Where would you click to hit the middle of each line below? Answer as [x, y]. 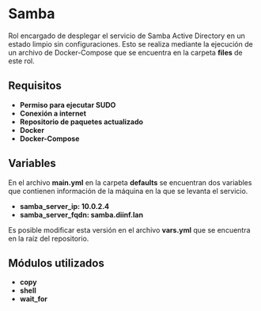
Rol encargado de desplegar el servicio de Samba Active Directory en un [127, 36]
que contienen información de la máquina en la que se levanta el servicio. [128, 191]
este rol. [21, 61]
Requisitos [35, 86]
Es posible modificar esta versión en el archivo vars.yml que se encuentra [129, 229]
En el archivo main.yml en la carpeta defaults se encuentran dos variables [130, 182]
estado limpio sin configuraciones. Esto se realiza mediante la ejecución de [130, 44]
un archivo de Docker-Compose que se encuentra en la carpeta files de [125, 52]
